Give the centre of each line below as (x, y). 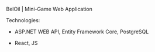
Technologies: (23, 20)
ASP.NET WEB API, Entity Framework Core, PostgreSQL (82, 32)
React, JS (26, 43)
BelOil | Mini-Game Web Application (49, 9)
